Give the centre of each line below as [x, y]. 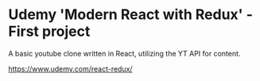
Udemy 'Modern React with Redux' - [130, 15]
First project [49, 31]
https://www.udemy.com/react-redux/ [70, 68]
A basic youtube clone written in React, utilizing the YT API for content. [124, 53]
